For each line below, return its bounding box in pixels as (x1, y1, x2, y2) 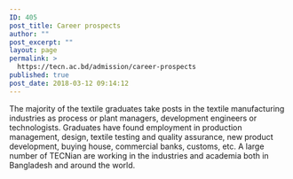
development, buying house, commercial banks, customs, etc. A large (9, 141, 265, 152)
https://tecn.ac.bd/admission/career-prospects (17, 63, 197, 72)
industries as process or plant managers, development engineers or (9, 113, 257, 123)
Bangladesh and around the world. (9, 160, 136, 170)
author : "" (9, 29, 50, 38)
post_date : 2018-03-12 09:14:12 (9, 79, 129, 88)
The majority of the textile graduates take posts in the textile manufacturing (9, 103, 285, 113)
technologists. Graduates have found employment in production (9, 121, 242, 133)
